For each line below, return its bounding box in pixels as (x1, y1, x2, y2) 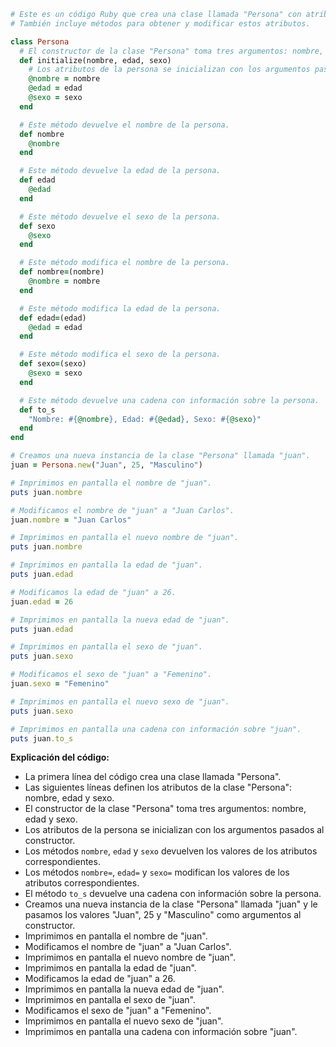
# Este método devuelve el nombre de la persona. (19, 120, 230, 130)
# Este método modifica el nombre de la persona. (19, 258, 230, 268)
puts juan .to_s (10, 733, 74, 744)
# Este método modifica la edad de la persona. (19, 303, 222, 314)
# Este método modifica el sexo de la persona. (19, 350, 222, 360)
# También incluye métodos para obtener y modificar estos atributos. (10, 18, 311, 29)
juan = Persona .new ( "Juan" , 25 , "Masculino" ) (10, 460, 203, 470)
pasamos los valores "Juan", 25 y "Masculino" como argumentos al (24, 909, 302, 921)
